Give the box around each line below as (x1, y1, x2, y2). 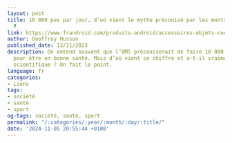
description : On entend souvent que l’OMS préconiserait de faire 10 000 (7, 49, 224, 56)
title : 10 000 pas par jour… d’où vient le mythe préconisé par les (7, 16, 209, 23)
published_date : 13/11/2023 (7, 42, 88, 49)
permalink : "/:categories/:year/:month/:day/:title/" (7, 118, 166, 126)
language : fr (7, 67, 45, 74)
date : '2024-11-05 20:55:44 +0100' (7, 125, 110, 132)
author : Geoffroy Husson (7, 36, 79, 43)
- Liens (7, 80, 30, 87)
